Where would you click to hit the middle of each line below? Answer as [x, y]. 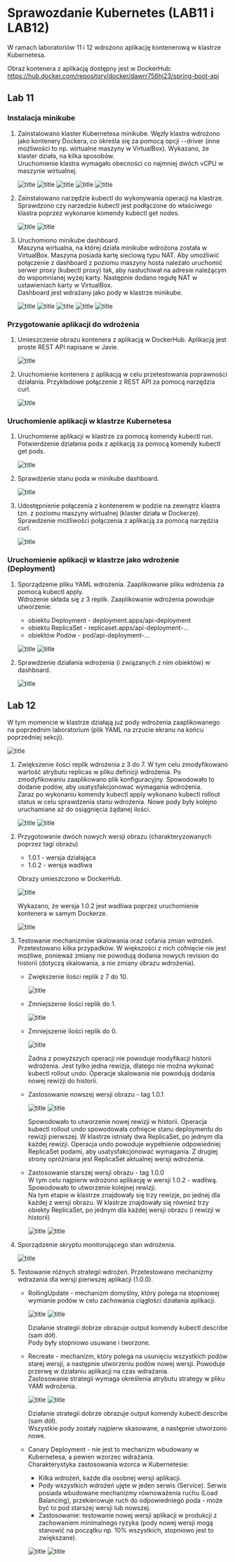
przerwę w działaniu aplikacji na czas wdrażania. [99, 1371]
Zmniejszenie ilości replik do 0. [73, 1031]
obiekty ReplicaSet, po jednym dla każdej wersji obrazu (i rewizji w [124, 1210]
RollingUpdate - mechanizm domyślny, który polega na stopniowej [123, 1293]
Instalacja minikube [41, 118]
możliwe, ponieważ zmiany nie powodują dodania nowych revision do [118, 956]
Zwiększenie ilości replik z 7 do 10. [78, 977]
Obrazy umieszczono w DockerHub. [70, 879]
